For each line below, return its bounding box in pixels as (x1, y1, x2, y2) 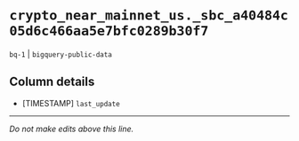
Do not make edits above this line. (9, 123, 134, 134)
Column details (9, 74, 95, 90)
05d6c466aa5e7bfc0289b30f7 (9, 23, 209, 40)
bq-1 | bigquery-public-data (9, 48, 113, 59)
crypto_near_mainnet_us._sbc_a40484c (9, 7, 289, 24)
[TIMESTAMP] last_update (21, 98, 120, 108)
